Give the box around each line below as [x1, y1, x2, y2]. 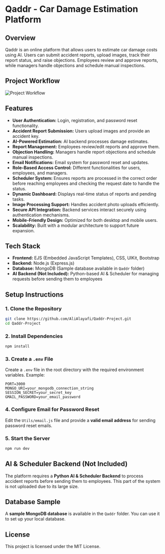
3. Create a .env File [5, 355, 53, 362]
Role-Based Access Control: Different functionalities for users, [12, 165, 141, 170]
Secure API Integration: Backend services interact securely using [12, 207, 147, 213]
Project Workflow [5, 77, 60, 85]
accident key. [12, 133, 40, 139]
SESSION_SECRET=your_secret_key [5, 390, 72, 395]
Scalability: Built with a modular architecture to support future [12, 222, 139, 228]
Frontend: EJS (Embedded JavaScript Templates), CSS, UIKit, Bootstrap [12, 255, 160, 261]
